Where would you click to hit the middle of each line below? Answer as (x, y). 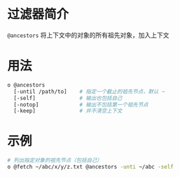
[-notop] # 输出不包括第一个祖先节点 (81, 105)
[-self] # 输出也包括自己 (68, 98)
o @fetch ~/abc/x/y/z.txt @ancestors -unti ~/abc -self (90, 167)
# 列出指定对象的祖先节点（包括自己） (55, 161)
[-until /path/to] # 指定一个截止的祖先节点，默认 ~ (89, 92)
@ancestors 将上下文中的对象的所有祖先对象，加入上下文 (88, 35)
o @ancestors (26, 85)
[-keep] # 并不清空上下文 (68, 111)
